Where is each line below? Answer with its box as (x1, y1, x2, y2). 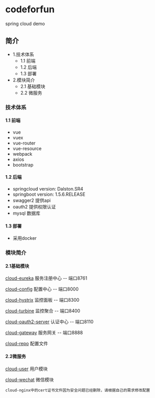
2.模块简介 (12, 77, 35, 83)
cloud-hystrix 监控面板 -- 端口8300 (5, 297, 80, 303)
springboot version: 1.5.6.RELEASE (12, 191, 85, 198)
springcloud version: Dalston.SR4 (12, 186, 83, 192)
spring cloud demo (5, 20, 45, 27)
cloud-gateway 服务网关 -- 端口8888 (5, 329, 83, 336)
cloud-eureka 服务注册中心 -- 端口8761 (5, 275, 87, 281)
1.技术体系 (12, 51, 34, 57)
